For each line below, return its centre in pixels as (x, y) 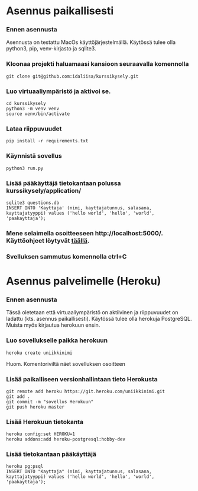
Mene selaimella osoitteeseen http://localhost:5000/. (85, 233)
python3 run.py (25, 168)
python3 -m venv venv (33, 109)
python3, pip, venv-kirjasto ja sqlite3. (51, 49)
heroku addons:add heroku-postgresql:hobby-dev (66, 439)
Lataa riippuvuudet (34, 129)
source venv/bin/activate (38, 114)
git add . (18, 396)
